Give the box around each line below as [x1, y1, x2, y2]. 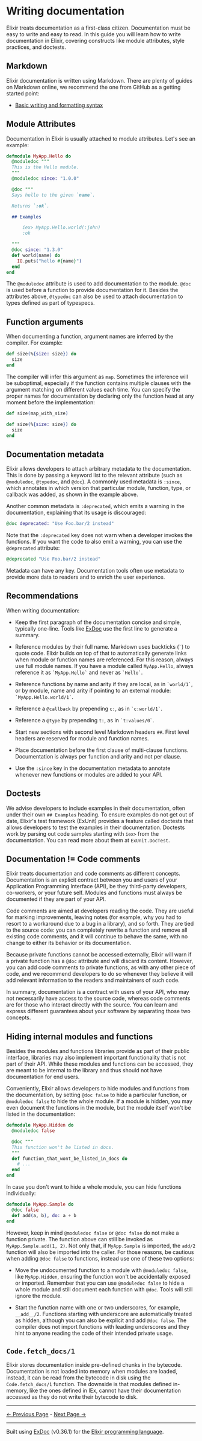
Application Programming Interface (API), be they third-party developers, [6, 883, 188, 890]
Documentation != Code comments [6, 854, 141, 864]
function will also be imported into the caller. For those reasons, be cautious [6, 1248, 194, 1256]
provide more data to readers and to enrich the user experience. [6, 573, 165, 581]
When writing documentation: [6, 606, 80, 614]
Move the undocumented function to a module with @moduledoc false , [14, 1266, 188, 1274]
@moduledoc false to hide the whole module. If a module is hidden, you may [6, 1098, 192, 1105]
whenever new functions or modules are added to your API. [14, 771, 163, 778]
